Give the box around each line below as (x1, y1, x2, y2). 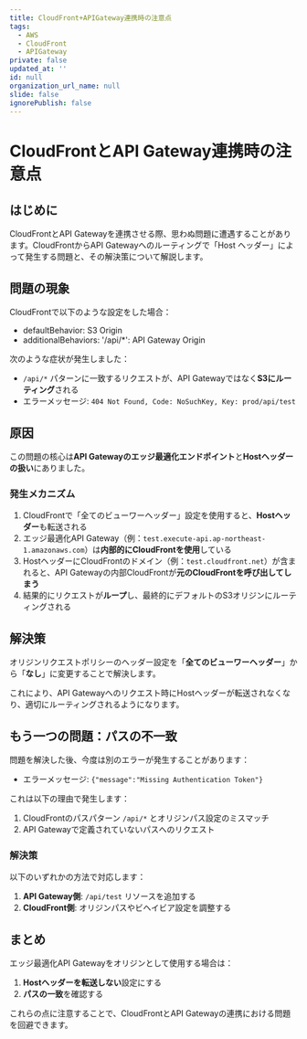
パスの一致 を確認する (22, 989, 103, 1000)
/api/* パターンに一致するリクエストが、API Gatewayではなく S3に (22, 373, 276, 384)
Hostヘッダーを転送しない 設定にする (22, 977, 162, 988)
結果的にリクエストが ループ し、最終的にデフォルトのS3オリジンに (22, 590, 273, 601)
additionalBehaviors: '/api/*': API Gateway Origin (22, 334, 206, 345)
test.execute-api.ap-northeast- (143, 535, 267, 544)
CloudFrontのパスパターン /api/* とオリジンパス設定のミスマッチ (22, 812, 270, 823)
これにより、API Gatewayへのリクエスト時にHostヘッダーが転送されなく (9, 687, 283, 699)
